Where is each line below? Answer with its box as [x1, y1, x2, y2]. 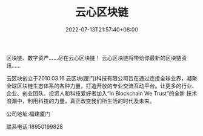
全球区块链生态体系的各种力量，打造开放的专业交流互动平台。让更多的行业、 [6, 82, 198, 89]
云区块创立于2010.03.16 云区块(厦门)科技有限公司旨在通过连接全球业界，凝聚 [6, 74, 198, 82]
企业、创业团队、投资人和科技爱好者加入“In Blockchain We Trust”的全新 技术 [6, 89, 198, 97]
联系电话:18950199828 [6, 123, 64, 130]
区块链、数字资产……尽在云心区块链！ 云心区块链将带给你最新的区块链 [6, 54, 182, 61]
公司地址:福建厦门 [6, 110, 51, 117]
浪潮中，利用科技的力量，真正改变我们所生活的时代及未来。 [6, 97, 155, 105]
